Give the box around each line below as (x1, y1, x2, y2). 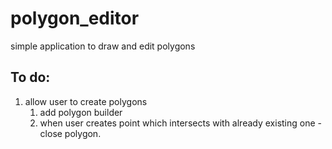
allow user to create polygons (24, 95, 148, 107)
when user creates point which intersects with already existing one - (39, 117, 322, 129)
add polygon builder (39, 106, 123, 118)
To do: (10, 69, 51, 86)
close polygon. (39, 127, 102, 139)
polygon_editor (10, 7, 140, 30)
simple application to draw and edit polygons (10, 40, 196, 52)
